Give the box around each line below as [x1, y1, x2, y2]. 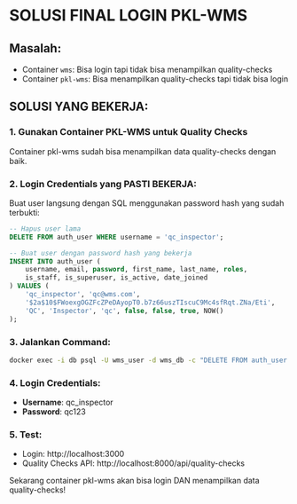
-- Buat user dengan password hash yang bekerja [9, 248, 192, 257]
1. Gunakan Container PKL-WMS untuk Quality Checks [9, 126, 248, 138]
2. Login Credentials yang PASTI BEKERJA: [9, 177, 197, 190]
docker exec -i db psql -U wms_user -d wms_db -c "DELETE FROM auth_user [9, 356, 288, 365]
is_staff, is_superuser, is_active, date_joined [25, 273, 208, 282]
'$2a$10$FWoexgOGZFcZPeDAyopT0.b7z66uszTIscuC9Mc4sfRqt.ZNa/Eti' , [25, 298, 276, 307]
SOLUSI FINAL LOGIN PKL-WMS [9, 5, 248, 26]
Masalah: [9, 41, 62, 56]
